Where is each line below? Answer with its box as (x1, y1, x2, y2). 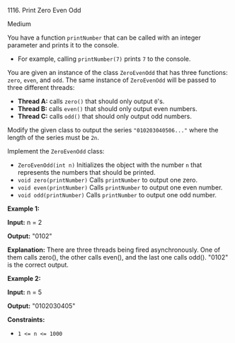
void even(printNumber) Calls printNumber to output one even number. (17, 183, 223, 192)
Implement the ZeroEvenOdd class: (7, 147, 105, 155)
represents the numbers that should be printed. (17, 168, 156, 176)
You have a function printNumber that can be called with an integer (7, 33, 202, 42)
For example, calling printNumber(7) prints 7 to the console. (17, 54, 191, 63)
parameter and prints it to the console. (7, 41, 119, 49)
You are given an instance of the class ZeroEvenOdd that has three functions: (7, 69, 228, 76)
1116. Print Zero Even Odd (7, 6, 81, 14)
